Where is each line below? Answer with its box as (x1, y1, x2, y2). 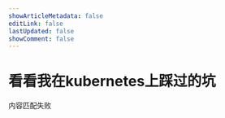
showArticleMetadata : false (8, 11, 104, 20)
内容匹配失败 (8, 101, 51, 111)
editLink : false (8, 20, 63, 28)
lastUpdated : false (8, 27, 75, 35)
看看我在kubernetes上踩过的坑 (8, 72, 217, 90)
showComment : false (8, 34, 75, 43)
